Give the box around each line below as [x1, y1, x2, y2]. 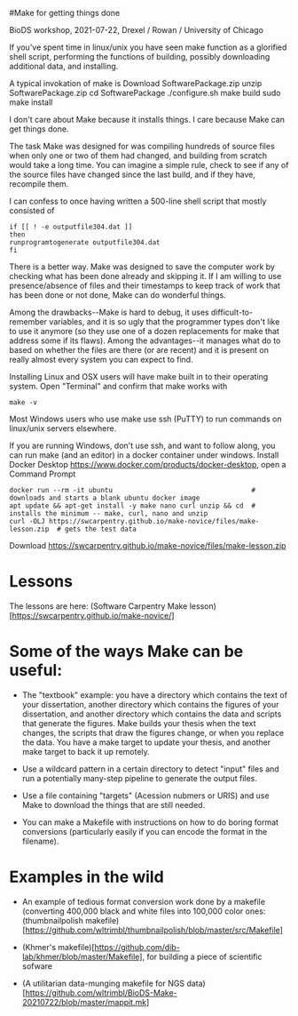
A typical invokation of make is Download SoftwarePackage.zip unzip [9, 78, 263, 88]
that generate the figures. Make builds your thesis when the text [21, 717, 256, 728]
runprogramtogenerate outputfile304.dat [9, 238, 161, 247]
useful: [9, 660, 63, 681]
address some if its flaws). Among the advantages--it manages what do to [9, 335, 281, 346]
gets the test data [65, 524, 137, 533]
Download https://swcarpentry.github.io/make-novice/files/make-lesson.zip [9, 540, 286, 550]
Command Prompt [9, 468, 76, 479]
